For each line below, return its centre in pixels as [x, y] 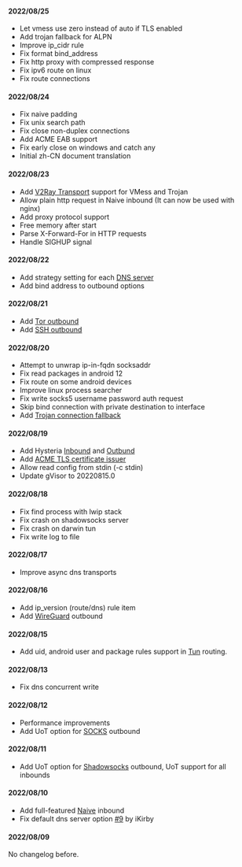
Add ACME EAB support [59, 139]
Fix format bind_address [59, 54]
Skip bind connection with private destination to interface [112, 407]
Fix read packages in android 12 [71, 373]
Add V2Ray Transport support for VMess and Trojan [104, 191]
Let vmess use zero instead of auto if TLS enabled [101, 28]
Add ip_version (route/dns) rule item [77, 608]
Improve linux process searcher [71, 391]
